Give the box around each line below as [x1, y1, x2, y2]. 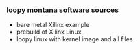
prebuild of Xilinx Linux [16, 28, 82, 36]
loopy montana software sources [6, 5, 119, 15]
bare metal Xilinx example [16, 21, 90, 29]
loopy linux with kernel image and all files [16, 35, 133, 43]
